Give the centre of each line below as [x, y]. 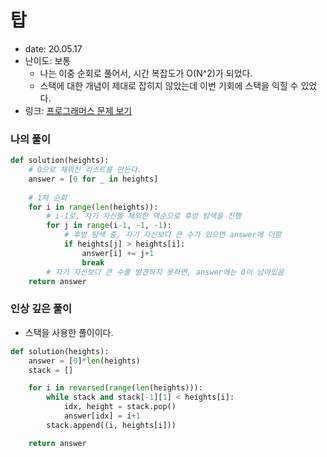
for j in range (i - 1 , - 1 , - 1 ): [109, 226]
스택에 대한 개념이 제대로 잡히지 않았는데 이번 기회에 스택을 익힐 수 [169, 85]
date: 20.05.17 [53, 48]
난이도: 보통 [48, 60]
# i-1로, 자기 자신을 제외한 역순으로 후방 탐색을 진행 [144, 216]
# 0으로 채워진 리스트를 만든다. [85, 170]
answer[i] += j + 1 [118, 253]
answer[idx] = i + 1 [102, 416]
